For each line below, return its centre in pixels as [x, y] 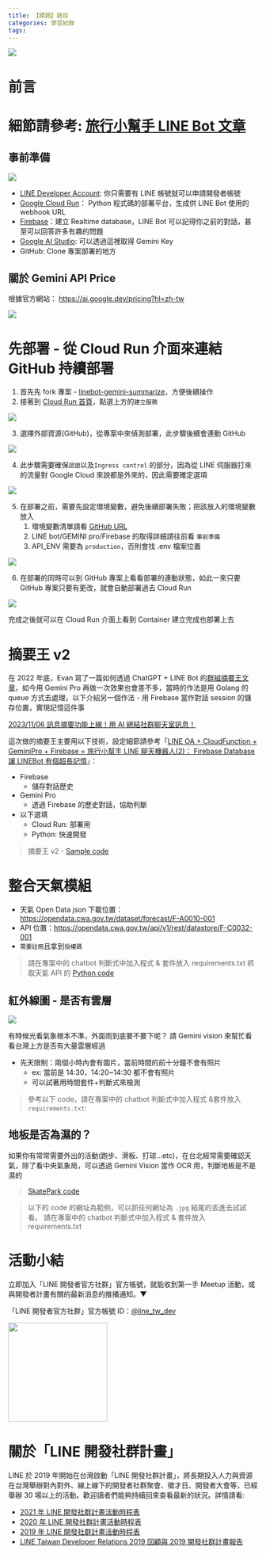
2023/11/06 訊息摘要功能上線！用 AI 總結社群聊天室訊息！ [102, 725]
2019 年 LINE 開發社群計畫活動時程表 [80, 1531]
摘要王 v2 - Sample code [68, 851]
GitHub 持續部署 [61, 368]
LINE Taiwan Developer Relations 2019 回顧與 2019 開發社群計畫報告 [131, 1541]
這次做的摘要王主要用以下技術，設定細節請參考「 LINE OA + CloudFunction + [133, 741]
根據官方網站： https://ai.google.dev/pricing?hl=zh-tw [96, 299]
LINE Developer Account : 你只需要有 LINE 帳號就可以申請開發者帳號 [130, 193]
